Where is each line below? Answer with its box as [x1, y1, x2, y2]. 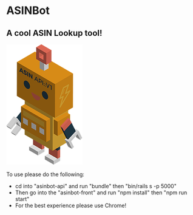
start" [15, 196, 30, 202]
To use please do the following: [6, 171, 85, 178]
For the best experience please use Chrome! [15, 202, 127, 209]
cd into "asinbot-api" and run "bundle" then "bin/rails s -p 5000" [15, 183, 177, 189]
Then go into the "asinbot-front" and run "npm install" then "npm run [15, 189, 188, 196]
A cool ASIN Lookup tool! [6, 28, 103, 38]
